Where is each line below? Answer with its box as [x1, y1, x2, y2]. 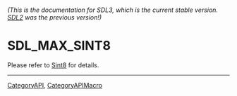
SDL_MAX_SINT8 [7, 37, 111, 53]
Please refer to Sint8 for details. [7, 60, 99, 69]
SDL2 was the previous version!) [7, 13, 102, 21]
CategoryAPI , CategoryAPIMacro [7, 81, 102, 89]
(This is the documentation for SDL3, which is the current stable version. [7, 6, 219, 14]
